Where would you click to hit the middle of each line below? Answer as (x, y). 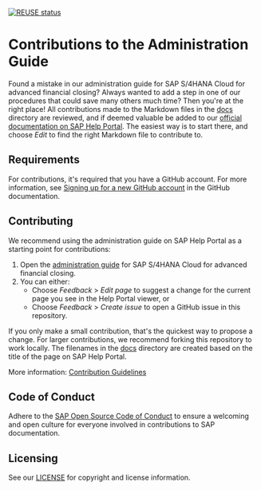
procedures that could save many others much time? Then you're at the (126, 101)
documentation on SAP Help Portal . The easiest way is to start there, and (128, 126)
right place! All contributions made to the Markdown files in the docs (121, 109)
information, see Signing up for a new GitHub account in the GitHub (119, 187)
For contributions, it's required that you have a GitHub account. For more (128, 179)
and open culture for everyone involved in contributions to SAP (112, 424)
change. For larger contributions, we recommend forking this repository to (130, 339)
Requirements (44, 160)
